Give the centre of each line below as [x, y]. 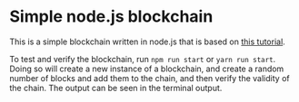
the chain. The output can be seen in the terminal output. [116, 88]
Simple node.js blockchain [111, 17]
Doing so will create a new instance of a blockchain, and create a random [147, 69]
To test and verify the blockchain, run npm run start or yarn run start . [143, 59]
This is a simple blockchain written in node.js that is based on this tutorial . [148, 42]
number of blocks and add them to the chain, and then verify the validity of [149, 78]
